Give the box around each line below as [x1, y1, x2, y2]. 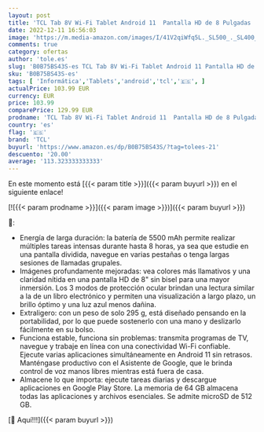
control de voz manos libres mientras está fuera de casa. [19, 367, 204, 376]
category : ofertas [8, 48, 68, 56]
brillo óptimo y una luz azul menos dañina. [19, 300, 157, 309]
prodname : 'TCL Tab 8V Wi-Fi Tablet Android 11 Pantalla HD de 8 [8, 114, 230, 122]
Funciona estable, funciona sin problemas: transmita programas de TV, [19, 333, 249, 342]
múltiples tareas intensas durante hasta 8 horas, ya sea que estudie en [19, 241, 249, 251]
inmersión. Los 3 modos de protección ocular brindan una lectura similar [19, 284, 255, 293]
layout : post [8, 11, 51, 20]
